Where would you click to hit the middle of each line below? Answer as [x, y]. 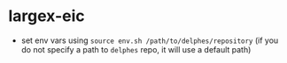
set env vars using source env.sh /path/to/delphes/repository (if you [150, 40]
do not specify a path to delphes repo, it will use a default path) [136, 49]
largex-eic [47, 16]
